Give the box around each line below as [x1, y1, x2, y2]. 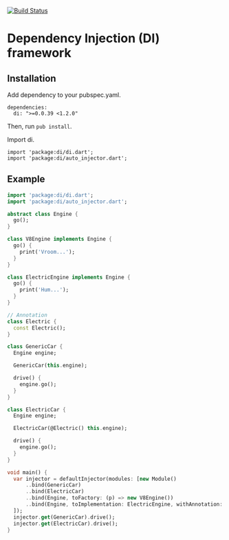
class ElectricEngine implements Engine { [7, 274, 131, 281]
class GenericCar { [7, 343, 63, 350]
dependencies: [7, 104, 48, 111]
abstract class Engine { [7, 210, 78, 217]
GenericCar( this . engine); [13, 362, 88, 369]
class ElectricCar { [7, 406, 67, 413]
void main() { [7, 468, 48, 476]
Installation [7, 72, 56, 84]
